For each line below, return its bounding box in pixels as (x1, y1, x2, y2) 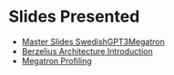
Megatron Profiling (21, 55, 92, 66)
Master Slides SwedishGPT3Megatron (21, 36, 165, 47)
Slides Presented (8, 6, 140, 27)
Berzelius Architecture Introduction (21, 45, 153, 56)
